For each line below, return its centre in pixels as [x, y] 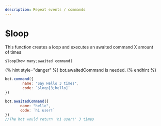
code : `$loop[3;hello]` [46, 88]
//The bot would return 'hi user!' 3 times [50, 119]
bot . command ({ [19, 79]
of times [13, 52]
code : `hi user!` [38, 110]
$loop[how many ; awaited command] [39, 61]
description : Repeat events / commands [45, 9]
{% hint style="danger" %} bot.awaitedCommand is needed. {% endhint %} [81, 70]
